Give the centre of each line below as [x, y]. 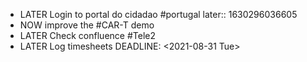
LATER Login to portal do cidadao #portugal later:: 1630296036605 [158, 14]
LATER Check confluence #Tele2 [87, 35]
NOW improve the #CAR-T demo [87, 25]
